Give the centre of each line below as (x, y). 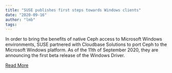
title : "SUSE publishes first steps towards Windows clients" (73, 10)
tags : (11, 24)
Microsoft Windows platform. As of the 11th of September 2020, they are (82, 50)
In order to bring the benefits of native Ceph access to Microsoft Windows (84, 39)
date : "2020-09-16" (26, 15)
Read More (17, 65)
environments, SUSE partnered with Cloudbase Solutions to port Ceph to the (86, 45)
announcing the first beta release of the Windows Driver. (65, 56)
